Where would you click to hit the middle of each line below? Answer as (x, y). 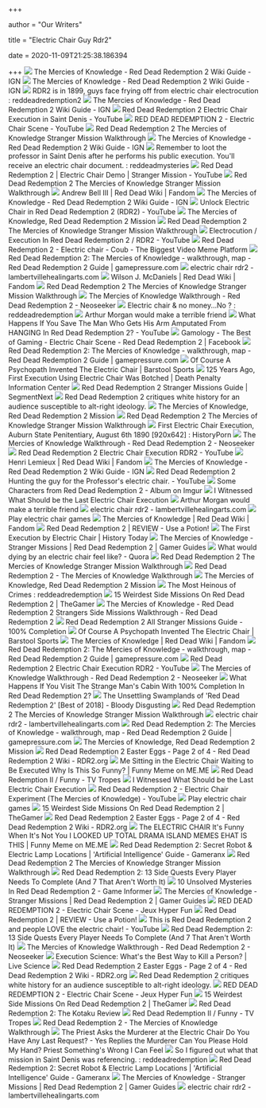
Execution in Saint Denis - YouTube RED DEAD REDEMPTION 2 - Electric (131, 119)
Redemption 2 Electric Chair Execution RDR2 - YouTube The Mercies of (130, 668)
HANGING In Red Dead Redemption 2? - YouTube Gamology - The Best (130, 333)
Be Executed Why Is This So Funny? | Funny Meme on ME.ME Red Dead (131, 770)
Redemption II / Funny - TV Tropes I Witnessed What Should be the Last (131, 780)
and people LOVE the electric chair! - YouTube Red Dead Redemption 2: (130, 929)
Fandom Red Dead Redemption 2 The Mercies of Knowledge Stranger (127, 286)
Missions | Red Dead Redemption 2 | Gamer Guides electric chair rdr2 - (130, 1087)
